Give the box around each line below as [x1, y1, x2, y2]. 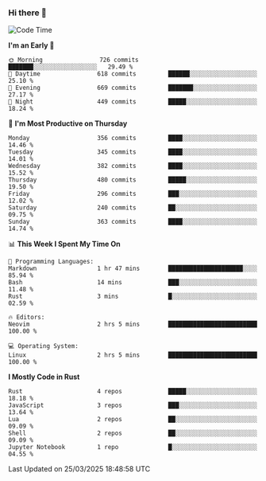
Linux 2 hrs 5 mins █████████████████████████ [8, 351, 258, 359]
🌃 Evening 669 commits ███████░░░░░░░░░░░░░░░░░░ [8, 84, 258, 92]
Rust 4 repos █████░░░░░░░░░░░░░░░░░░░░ [8, 388, 258, 396]
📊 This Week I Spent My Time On [8, 239, 121, 249]
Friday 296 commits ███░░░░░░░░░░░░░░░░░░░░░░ [8, 190, 258, 198]
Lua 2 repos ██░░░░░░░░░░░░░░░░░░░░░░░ [8, 416, 258, 424]
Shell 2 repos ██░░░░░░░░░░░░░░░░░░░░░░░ [8, 429, 258, 437]
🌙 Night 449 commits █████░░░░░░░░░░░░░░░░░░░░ [8, 98, 258, 106]
